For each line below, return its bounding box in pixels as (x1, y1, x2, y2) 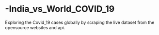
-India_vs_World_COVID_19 (5, 3, 115, 15)
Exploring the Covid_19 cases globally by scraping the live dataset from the (5, 19, 155, 25)
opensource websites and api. (5, 24, 65, 30)
